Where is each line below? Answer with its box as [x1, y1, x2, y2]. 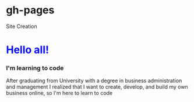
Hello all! [6, 43, 50, 57]
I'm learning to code [6, 64, 64, 72]
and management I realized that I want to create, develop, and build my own [6, 83, 188, 90]
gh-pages [6, 3, 55, 17]
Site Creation [6, 23, 37, 30]
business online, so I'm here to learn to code [6, 90, 113, 97]
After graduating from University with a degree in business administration [6, 77, 182, 85]
